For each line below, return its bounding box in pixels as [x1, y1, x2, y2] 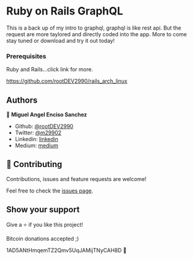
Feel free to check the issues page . [6, 187, 93, 194]
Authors [6, 95, 38, 105]
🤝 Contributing [6, 159, 63, 170]
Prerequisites [6, 52, 46, 60]
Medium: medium [14, 142, 59, 149]
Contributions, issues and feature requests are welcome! [6, 175, 147, 182]
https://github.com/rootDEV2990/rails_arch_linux [6, 77, 127, 85]
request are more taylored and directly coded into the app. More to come [6, 30, 188, 37]
